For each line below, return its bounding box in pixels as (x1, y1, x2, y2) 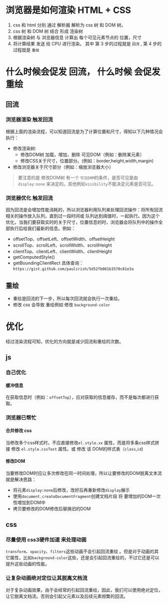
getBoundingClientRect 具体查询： (12, 260, 84, 266)
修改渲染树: (12, 145, 36, 151)
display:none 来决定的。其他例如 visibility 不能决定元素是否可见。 (17, 180, 156, 187)
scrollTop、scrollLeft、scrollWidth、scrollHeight (12, 242, 112, 248)
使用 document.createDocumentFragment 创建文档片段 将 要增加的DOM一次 (12, 493, 161, 499)
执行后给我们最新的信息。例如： (9, 225, 76, 232)
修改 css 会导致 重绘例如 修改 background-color (12, 302, 110, 307)
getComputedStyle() (12, 254, 55, 260)
